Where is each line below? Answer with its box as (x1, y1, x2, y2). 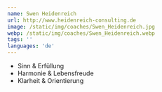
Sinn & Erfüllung (17, 62, 65, 70)
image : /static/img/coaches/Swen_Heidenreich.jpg (7, 23, 156, 30)
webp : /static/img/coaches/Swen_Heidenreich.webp (7, 29, 156, 37)
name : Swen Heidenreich (7, 10, 77, 17)
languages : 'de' (7, 43, 55, 49)
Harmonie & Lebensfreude (17, 69, 94, 77)
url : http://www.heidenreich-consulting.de (7, 17, 137, 24)
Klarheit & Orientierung (17, 77, 84, 84)
